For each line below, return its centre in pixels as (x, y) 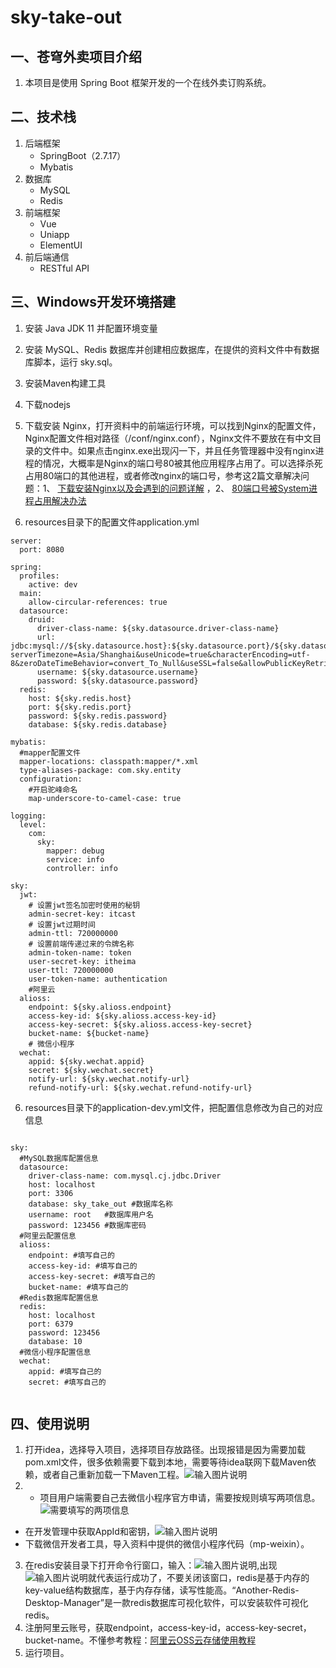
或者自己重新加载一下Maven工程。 (113, 1475)
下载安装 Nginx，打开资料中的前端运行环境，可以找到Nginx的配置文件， (173, 425)
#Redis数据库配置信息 (59, 1297)
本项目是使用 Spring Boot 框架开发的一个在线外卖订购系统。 (148, 82)
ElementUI (61, 245)
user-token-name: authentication (98, 979)
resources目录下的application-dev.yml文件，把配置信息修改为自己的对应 (173, 1107)
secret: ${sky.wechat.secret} (91, 1070)
